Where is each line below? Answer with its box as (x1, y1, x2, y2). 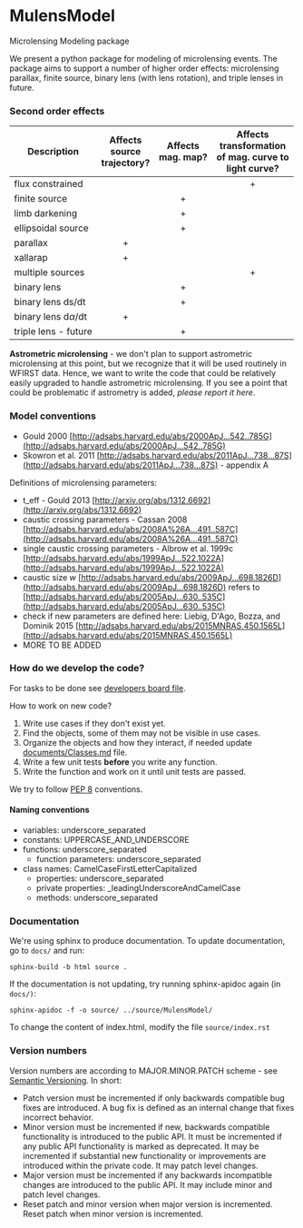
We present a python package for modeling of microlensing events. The (9, 53, 279, 64)
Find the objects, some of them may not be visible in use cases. (22, 728, 261, 738)
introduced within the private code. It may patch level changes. (22, 1160, 259, 1171)
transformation (219, 140, 287, 153)
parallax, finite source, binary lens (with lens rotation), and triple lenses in (9, 72, 284, 83)
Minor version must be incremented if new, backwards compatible (22, 1121, 270, 1132)
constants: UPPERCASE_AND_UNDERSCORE (22, 835, 190, 846)
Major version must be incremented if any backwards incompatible (22, 1169, 273, 1181)
